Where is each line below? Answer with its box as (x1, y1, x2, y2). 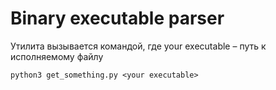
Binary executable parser (10, 7, 225, 30)
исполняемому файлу (10, 50, 104, 62)
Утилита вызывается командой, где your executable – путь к (10, 40, 267, 52)
